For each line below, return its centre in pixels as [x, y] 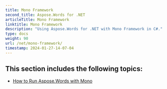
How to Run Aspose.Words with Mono [52, 81]
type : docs [17, 34]
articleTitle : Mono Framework [37, 19]
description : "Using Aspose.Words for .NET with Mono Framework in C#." [84, 29]
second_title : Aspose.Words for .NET [45, 15]
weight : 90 [17, 39]
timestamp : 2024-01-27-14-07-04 [39, 48]
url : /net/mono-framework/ [34, 43]
